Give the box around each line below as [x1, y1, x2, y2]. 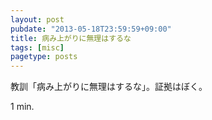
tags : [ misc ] [10, 42, 65, 53]
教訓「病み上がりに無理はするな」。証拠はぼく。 [10, 81, 208, 93]
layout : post [10, 14, 65, 25]
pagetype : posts [10, 52, 78, 62]
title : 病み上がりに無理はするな [10, 33, 132, 43]
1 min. [10, 101, 35, 113]
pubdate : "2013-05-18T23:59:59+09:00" [10, 24, 172, 34]
